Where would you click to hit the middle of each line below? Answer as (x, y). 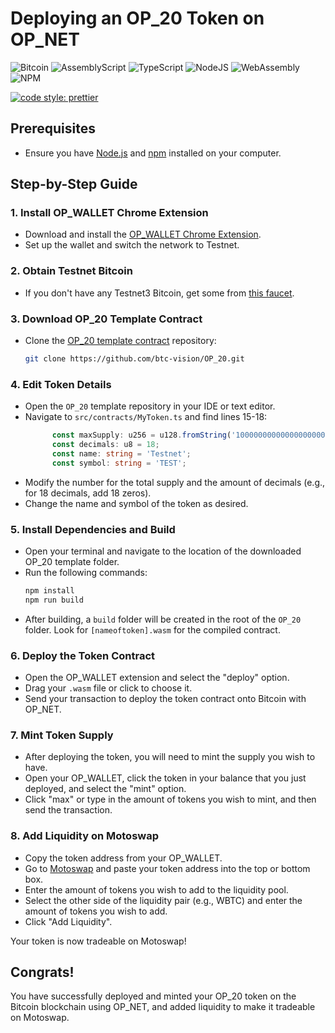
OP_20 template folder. (72, 561)
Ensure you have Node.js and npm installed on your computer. (153, 153)
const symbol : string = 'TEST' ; (119, 463)
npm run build (54, 600)
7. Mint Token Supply (62, 735)
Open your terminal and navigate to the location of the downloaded (163, 551)
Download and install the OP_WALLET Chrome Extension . (143, 234)
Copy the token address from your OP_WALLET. (123, 858)
